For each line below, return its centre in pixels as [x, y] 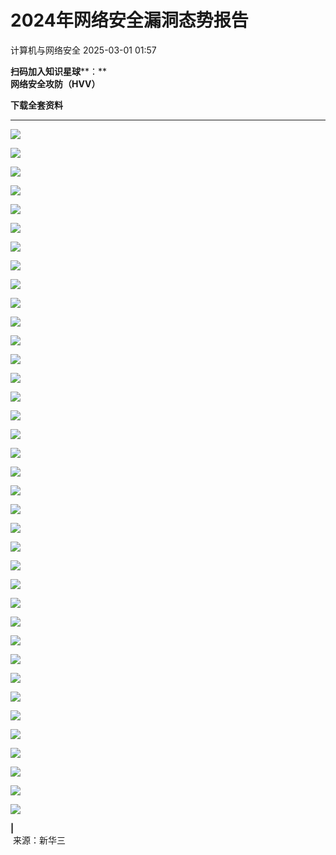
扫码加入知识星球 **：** [59, 71]
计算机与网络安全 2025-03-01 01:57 [83, 50]
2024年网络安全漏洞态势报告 [129, 20]
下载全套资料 [36, 105]
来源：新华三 [39, 840]
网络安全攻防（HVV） [55, 83]
